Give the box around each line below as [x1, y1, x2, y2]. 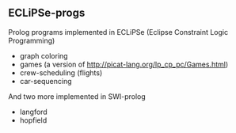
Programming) [8, 36, 55, 45]
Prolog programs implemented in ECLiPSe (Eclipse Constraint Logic [8, 27, 228, 36]
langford [19, 107, 48, 116]
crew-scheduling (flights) [19, 67, 103, 78]
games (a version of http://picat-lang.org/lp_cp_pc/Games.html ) [19, 59, 229, 69]
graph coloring [19, 51, 69, 60]
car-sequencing [19, 76, 73, 85]
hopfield [19, 115, 48, 125]
